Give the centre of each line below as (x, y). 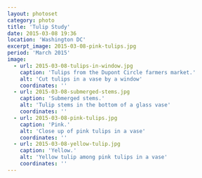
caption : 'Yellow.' (48, 151)
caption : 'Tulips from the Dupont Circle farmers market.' (108, 72)
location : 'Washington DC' (47, 40)
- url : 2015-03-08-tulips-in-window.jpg (73, 66)
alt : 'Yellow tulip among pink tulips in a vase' (94, 157)
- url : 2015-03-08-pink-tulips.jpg (66, 118)
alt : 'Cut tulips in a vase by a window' (81, 79)
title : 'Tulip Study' (39, 27)
